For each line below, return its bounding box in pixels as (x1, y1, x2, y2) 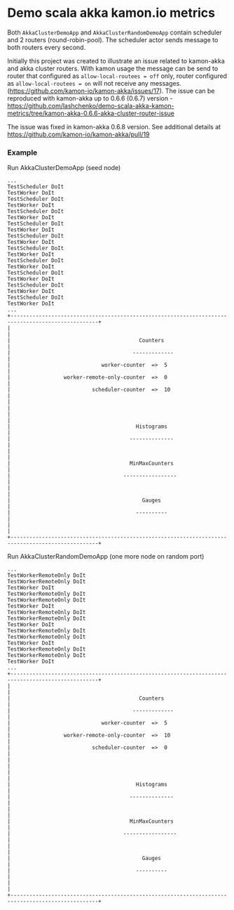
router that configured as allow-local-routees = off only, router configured (7, 72, 228, 80)
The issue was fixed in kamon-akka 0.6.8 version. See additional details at (7, 122, 221, 131)
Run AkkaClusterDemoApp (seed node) (7, 164, 121, 172)
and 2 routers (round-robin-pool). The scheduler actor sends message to (7, 35, 219, 44)
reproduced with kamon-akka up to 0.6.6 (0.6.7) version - (7, 93, 173, 103)
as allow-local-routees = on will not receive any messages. (7, 79, 182, 87)
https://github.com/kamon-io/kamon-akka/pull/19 (7, 130, 150, 138)
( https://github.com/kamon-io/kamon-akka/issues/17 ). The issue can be (7, 86, 215, 95)
